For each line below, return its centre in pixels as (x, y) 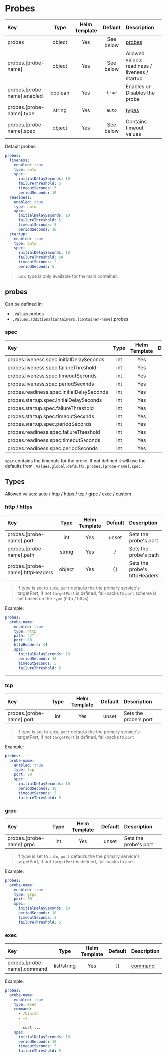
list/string (65, 966)
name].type (21, 113)
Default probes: (21, 146)
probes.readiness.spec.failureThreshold (54, 432)
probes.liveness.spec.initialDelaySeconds (56, 359)
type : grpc (25, 894)
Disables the (140, 93)
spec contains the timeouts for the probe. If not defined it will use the (75, 461)
